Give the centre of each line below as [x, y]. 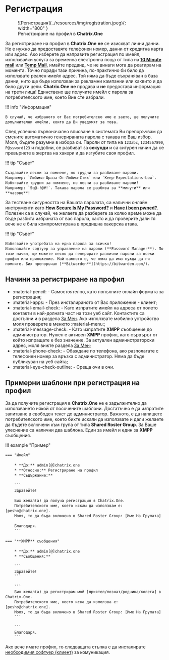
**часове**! [18, 193]
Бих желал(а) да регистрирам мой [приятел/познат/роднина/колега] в [88, 592]
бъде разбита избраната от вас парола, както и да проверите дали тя [80, 218]
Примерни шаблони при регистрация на [73, 383]
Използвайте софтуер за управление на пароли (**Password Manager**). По [84, 249]
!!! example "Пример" [28, 445]
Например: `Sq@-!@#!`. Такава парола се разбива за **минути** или [78, 188]
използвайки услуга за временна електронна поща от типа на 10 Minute [83, 59]
